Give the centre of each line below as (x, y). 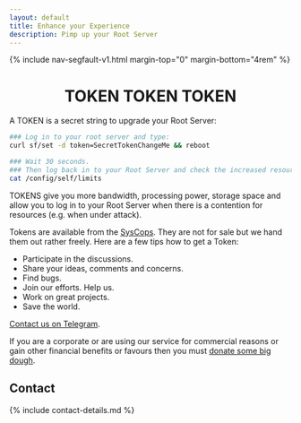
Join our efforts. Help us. (68, 287)
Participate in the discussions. (78, 259)
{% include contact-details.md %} (72, 410)
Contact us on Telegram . (55, 324)
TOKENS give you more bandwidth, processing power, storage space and (145, 195)
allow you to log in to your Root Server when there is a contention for (136, 205)
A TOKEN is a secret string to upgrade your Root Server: (113, 121)
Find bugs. (42, 278)
